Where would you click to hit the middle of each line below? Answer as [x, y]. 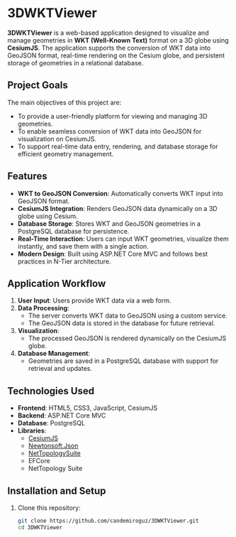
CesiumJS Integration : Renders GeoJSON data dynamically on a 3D [117, 208]
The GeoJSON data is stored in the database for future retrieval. [122, 323]
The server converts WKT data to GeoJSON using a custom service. [128, 316]
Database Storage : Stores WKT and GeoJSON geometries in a [109, 223]
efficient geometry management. [66, 153]
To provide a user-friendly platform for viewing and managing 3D [112, 116]
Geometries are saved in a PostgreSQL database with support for [123, 361]
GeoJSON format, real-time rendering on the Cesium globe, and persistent [116, 55]
